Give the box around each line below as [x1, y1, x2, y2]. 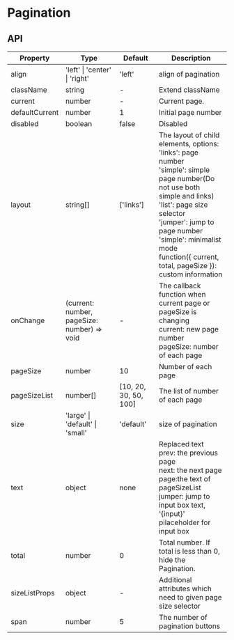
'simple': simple [159, 165, 210, 175]
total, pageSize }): [159, 261, 217, 270]
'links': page [159, 148, 198, 157]
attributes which [159, 584, 212, 593]
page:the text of [159, 474, 211, 483]
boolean [65, 119, 93, 128]
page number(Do [159, 174, 215, 183]
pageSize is [159, 307, 197, 316]
